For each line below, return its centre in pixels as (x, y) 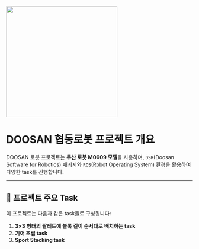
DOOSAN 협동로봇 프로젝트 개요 (81, 140)
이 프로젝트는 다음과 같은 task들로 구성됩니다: (59, 213)
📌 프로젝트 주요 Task (42, 198)
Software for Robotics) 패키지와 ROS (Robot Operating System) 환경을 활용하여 (99, 164)
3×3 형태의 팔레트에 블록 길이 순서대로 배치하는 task (75, 226)
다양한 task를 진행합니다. (35, 172)
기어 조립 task (31, 233)
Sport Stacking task (40, 240)
